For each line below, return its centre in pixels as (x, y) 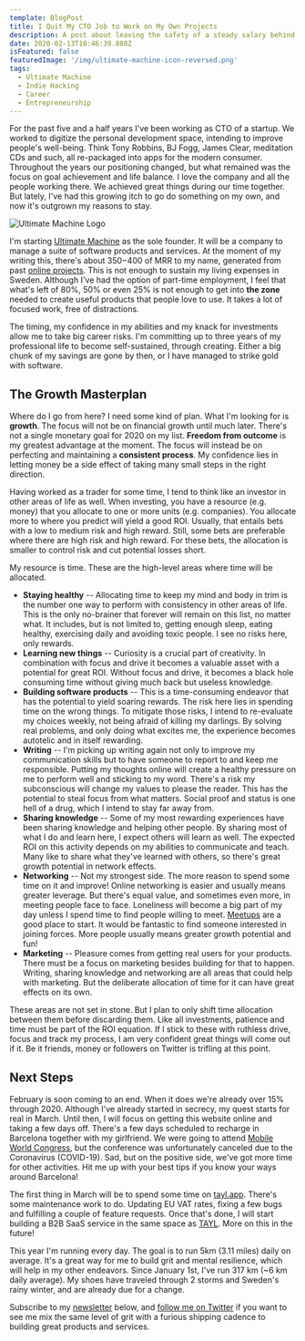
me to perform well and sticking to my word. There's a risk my (139, 779)
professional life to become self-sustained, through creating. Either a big (145, 346)
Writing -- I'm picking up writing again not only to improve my (139, 750)
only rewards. (48, 644)
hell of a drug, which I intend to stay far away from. (118, 809)
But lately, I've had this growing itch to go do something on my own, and (145, 196)
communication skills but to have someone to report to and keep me (150, 760)
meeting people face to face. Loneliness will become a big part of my (152, 905)
